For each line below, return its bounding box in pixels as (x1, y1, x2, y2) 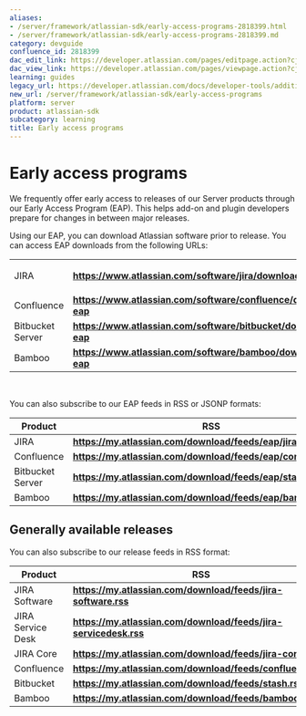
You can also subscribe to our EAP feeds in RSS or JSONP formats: (9, 398, 261, 409)
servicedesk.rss (72, 627, 144, 639)
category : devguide (9, 38, 84, 48)
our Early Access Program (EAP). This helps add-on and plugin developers (9, 202, 290, 213)
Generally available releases (9, 522, 174, 538)
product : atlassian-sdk (9, 107, 100, 116)
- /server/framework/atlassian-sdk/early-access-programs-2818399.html (9, 22, 287, 31)
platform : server (9, 98, 76, 108)
